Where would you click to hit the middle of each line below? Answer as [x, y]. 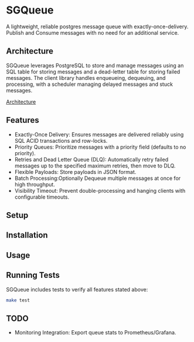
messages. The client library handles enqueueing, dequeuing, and [86, 78]
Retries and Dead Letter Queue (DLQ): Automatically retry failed [91, 159]
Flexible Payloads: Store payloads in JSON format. [75, 172]
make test [18, 300]
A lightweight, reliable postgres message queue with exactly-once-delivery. [97, 26]
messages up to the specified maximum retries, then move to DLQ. [95, 166]
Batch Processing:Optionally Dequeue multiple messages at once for [98, 178]
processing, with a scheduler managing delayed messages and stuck [89, 84]
